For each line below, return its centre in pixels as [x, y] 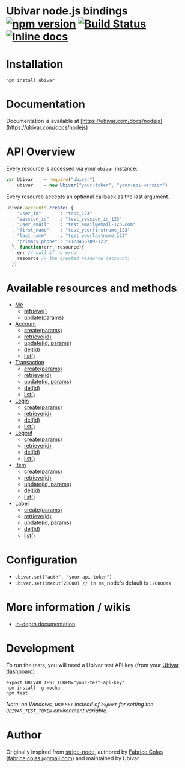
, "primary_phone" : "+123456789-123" [60, 241]
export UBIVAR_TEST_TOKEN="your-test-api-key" [65, 683]
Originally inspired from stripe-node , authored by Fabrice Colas [85, 752]
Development [41, 648]
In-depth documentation [45, 624]
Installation [35, 64]
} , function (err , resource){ [48, 247]
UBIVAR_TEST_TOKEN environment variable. [57, 711]
